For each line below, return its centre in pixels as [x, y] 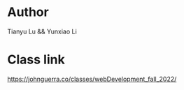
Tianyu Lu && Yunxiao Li [42, 31]
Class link [36, 60]
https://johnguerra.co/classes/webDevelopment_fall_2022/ [92, 79]
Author [28, 12]
